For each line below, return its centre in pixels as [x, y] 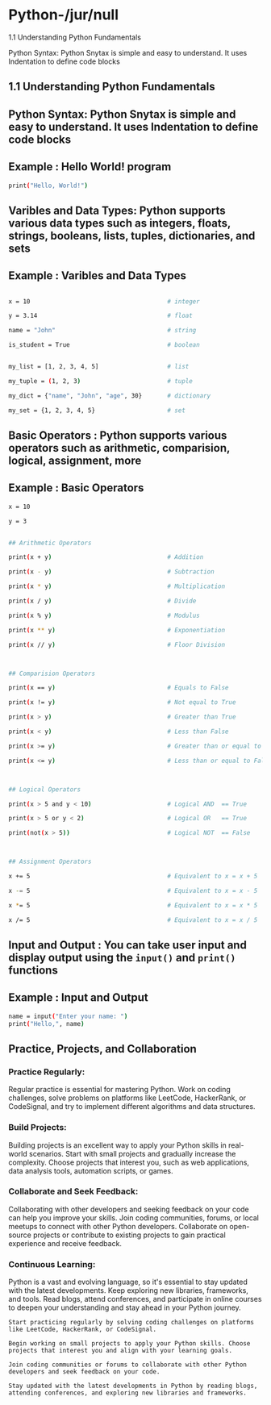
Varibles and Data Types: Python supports [117, 210]
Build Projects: [38, 1128]
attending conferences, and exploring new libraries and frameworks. [128, 1393]
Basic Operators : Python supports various [118, 436]
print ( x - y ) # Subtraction [112, 572]
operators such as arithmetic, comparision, [119, 448]
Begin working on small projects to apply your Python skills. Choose [129, 1344]
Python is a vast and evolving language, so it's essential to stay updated [128, 1282]
